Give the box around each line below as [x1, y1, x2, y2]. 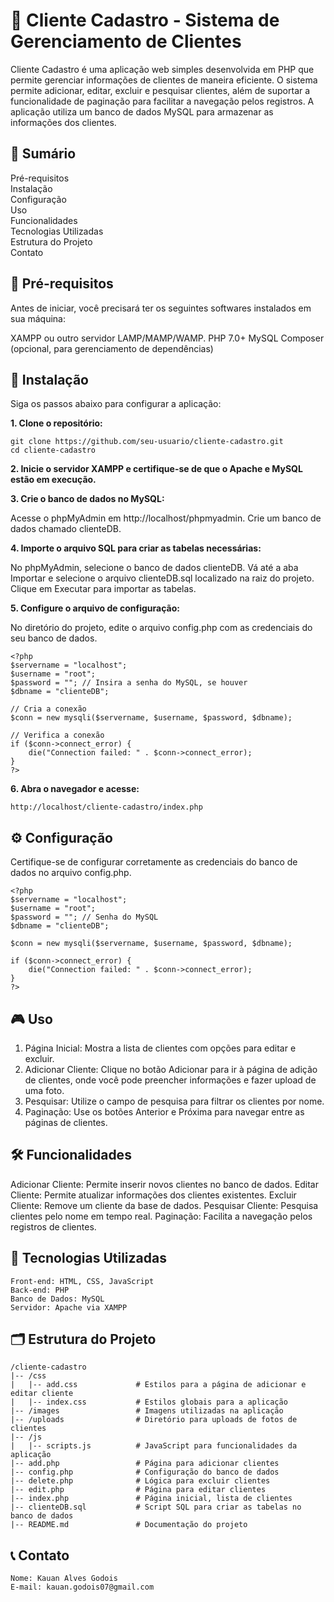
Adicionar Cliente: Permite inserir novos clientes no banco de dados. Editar [10, 1178, 319, 1190]
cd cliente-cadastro [10, 445, 97, 456]
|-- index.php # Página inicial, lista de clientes [10, 1494, 293, 1504]
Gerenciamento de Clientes [10, 30, 242, 53]
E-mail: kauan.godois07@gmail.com [10, 1582, 155, 1593]
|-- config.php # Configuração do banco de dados [10, 1467, 280, 1478]
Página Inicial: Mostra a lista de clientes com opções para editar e [24, 1042, 297, 1054]
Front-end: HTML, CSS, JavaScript [10, 1276, 155, 1286]
